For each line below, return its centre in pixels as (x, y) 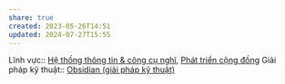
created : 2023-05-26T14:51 (60, 26)
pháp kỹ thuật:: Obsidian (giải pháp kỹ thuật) (92, 70)
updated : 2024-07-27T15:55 (60, 34)
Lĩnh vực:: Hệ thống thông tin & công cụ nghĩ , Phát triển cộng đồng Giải (142, 61)
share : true (31, 18)
